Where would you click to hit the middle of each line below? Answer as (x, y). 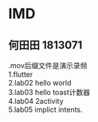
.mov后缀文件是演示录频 (48, 65)
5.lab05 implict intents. (45, 109)
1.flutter (21, 74)
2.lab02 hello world (40, 83)
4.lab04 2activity (36, 101)
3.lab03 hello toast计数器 (49, 92)
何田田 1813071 (45, 45)
